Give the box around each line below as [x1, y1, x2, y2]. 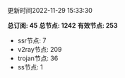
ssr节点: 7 [17, 36, 47, 45]
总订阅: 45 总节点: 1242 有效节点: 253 [7, 21, 118, 30]
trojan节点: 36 [17, 54, 59, 62]
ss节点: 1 [17, 63, 44, 71]
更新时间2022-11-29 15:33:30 [7, 6, 93, 14]
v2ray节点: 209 [17, 45, 62, 53]
